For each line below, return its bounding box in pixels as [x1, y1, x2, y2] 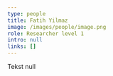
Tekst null [7, 63, 36, 70]
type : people [7, 10, 46, 18]
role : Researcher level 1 [7, 30, 84, 37]
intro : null [7, 37, 43, 44]
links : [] [7, 43, 37, 50]
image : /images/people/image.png [7, 23, 107, 30]
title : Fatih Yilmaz [7, 17, 69, 24]
